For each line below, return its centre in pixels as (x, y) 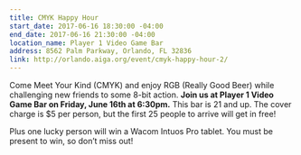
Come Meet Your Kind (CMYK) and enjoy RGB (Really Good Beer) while (142, 85)
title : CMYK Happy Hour (54, 18)
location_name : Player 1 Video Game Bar (87, 43)
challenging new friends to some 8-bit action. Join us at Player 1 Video (141, 95)
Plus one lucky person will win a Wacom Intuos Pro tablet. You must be (141, 131)
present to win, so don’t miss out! (71, 141)
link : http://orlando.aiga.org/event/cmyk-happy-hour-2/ (119, 59)
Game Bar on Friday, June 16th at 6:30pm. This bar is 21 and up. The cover (150, 104)
